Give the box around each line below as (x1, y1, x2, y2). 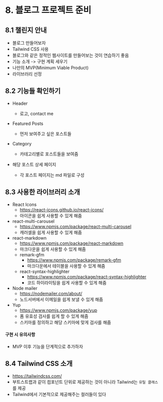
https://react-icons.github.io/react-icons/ (19, 206, 104, 212)
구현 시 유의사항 (5, 332, 36, 337)
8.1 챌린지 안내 (5, 26, 47, 34)
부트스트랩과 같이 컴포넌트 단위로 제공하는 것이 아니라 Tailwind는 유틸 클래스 (12, 379, 159, 385)
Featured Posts (12, 120, 44, 127)
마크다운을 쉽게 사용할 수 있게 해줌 (19, 246, 86, 252)
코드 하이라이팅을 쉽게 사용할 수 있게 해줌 (27, 279, 107, 285)
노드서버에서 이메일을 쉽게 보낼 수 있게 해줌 (19, 296, 103, 302)
